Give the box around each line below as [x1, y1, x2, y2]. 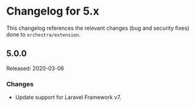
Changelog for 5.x [6, 4, 99, 18]
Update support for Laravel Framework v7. [15, 94, 122, 101]
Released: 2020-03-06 [6, 64, 65, 72]
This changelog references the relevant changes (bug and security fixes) [6, 24, 190, 32]
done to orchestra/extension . [6, 30, 81, 38]
